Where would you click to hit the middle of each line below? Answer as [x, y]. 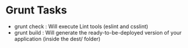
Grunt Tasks [36, 10]
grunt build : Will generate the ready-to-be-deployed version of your [98, 32]
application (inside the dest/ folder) [57, 39]
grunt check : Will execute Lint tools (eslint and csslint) [81, 26]
